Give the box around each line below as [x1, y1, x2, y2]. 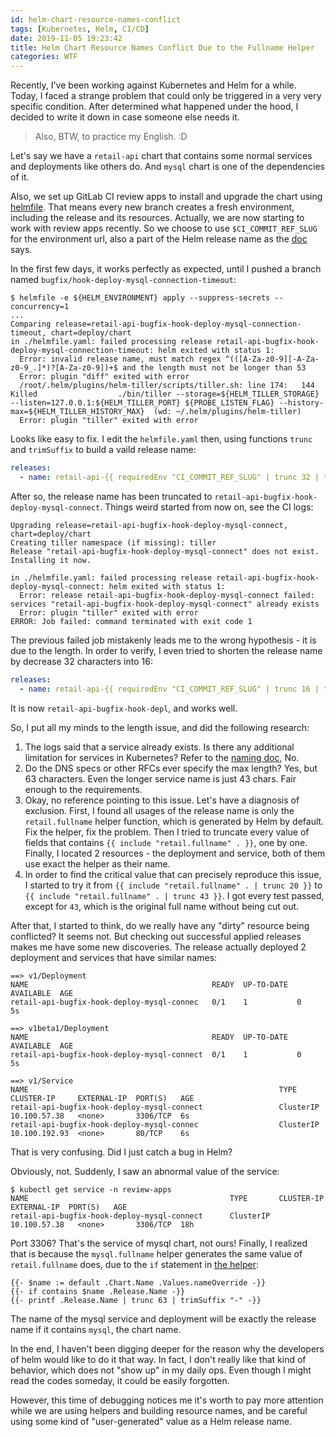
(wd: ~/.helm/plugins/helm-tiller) [153, 407, 302, 417]
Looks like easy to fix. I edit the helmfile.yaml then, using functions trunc [10, 433, 313, 445]
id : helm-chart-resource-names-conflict [10, 14, 182, 25]
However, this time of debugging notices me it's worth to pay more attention [10, 1394, 324, 1406]
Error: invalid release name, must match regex [19, 354, 222, 365]
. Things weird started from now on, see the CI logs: [99, 501, 314, 513]
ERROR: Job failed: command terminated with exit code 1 [10, 616, 253, 626]
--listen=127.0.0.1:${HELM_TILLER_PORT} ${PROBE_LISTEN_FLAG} [10, 398, 275, 408]
